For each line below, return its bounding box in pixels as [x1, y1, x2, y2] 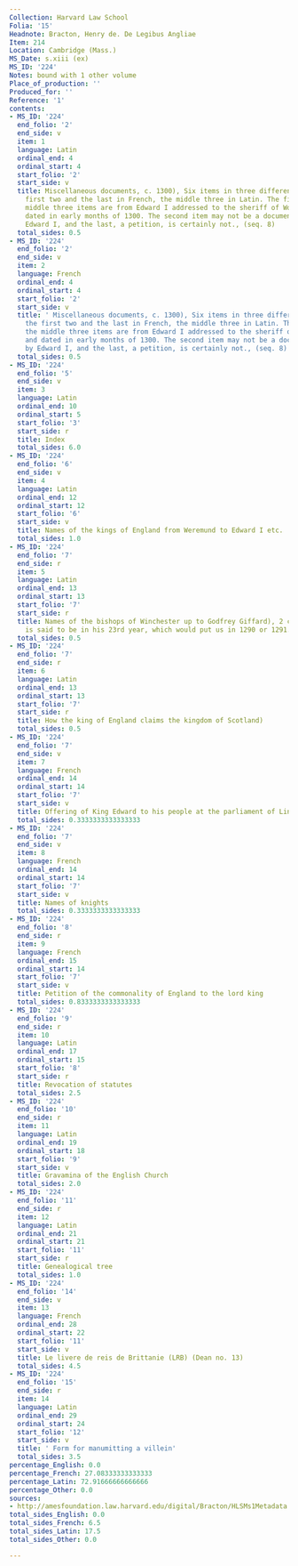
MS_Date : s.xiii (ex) [9, 54, 90, 63]
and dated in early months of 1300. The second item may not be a [25, 335, 276, 344]
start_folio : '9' [17, 1154, 82, 1164]
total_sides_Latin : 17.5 [9, 1527, 101, 1536]
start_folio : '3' [17, 418, 82, 427]
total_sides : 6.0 [17, 443, 82, 452]
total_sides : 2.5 [17, 1088, 82, 1097]
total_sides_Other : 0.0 [9, 1535, 98, 1544]
